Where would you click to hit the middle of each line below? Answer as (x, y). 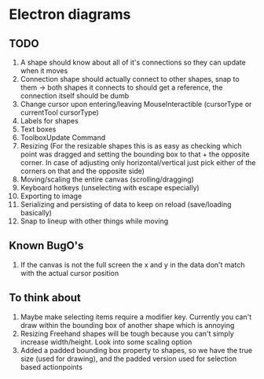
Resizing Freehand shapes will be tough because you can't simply (127, 333)
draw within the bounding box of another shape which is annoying (127, 325)
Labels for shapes (49, 121)
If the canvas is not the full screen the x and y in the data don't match (132, 264)
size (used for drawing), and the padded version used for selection (128, 359)
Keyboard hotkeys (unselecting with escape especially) (110, 188)
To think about (45, 298)
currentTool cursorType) (59, 112)
